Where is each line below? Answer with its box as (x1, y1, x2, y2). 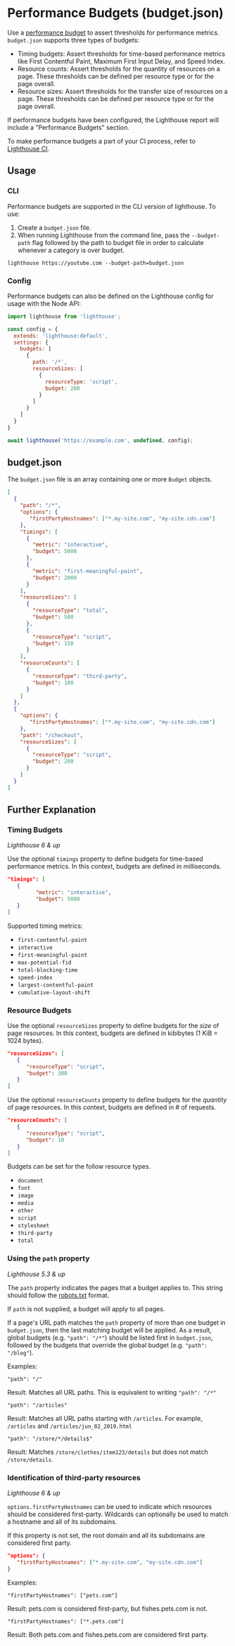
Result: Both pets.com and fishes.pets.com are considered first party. (7, 1630, 209, 1639)
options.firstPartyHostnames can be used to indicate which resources (7, 1503, 212, 1511)
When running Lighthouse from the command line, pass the (17, 231, 190, 239)
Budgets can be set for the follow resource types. (7, 1162, 151, 1171)
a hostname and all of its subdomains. (7, 1517, 118, 1526)
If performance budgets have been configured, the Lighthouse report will (7, 115, 220, 124)
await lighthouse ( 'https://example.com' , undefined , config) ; (7, 436, 193, 444)
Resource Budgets (7, 1005, 72, 1015)
